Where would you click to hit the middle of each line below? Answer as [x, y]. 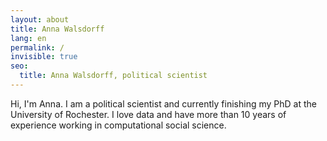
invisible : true [44, 57]
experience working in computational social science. [118, 125]
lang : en [28, 38]
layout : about [40, 19]
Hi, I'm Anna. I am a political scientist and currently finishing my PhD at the [163, 103]
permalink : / [37, 47]
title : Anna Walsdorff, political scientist [113, 76]
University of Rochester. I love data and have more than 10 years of [148, 114]
